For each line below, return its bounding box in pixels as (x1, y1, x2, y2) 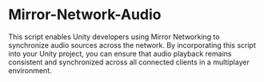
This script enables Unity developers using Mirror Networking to (8, 32, 220, 41)
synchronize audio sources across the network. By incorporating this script (8, 40, 256, 49)
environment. (8, 65, 52, 75)
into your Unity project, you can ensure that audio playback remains (8, 49, 232, 58)
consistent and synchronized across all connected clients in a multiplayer (8, 57, 250, 67)
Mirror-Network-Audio (8, 6, 162, 24)
